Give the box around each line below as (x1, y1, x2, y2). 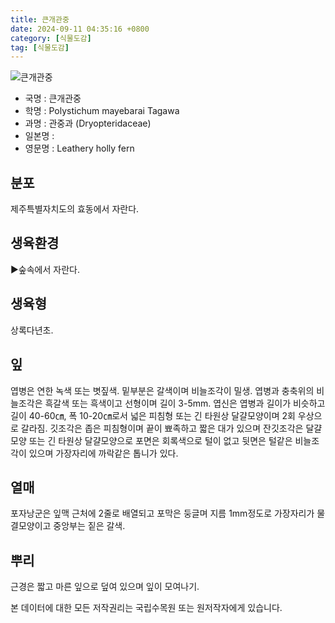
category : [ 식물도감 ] (10, 33, 92, 43)
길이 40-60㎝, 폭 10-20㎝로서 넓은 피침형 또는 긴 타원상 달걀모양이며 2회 (10, 409, 296, 421)
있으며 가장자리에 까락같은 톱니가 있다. (28, 447, 179, 459)
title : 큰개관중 (10, 14, 70, 25)
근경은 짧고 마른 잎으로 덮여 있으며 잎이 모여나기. (10, 581, 200, 593)
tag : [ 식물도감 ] (10, 42, 70, 53)
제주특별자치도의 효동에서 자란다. (10, 203, 140, 215)
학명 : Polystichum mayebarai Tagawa (24, 105, 180, 117)
